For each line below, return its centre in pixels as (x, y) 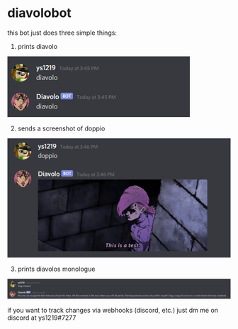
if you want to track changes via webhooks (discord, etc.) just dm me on (113, 311)
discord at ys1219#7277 (42, 318)
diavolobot (40, 13)
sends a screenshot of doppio (61, 128)
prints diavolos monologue (56, 269)
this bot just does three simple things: (62, 33)
